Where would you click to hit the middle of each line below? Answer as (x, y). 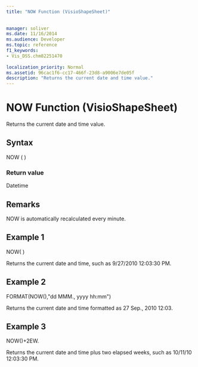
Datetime (17, 186)
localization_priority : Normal (45, 67)
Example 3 (26, 326)
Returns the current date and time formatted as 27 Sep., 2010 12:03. (89, 308)
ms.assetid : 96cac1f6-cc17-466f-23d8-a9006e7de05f (70, 73)
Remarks (23, 204)
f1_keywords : (22, 51)
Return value (25, 172)
